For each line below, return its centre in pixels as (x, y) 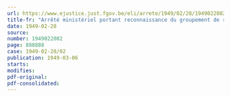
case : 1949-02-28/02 (37, 52)
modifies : (21, 70)
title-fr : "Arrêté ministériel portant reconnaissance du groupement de (113, 20)
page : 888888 (26, 45)
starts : (18, 64)
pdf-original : (27, 77)
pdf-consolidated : (33, 83)
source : (18, 32)
